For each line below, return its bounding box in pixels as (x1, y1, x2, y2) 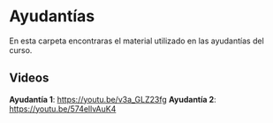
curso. (9, 44, 33, 55)
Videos (9, 71, 49, 86)
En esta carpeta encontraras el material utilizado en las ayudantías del (9, 35, 265, 46)
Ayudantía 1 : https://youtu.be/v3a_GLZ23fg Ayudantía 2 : (9, 94, 216, 104)
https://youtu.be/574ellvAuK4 (9, 104, 117, 114)
